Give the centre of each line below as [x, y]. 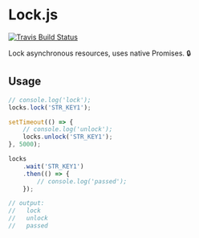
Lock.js [33, 15]
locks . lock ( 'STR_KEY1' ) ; [50, 107]
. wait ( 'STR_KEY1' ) [53, 166]
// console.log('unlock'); [68, 129]
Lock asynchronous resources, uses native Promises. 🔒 [99, 53]
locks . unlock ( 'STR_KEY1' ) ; [68, 137]
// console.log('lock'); [50, 100]
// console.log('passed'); [82, 181]
